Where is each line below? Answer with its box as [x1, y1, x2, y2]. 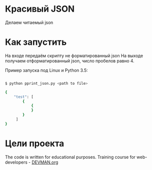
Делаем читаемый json [5, 19, 53, 25]
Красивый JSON [5, 3, 75, 15]
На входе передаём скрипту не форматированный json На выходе [5, 53, 143, 58]
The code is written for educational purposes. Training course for [5, 154, 136, 160]
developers [5, 159, 28, 165]
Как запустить [5, 37, 67, 48]
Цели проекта [5, 138, 65, 149]
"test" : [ [14, 94, 34, 99]
